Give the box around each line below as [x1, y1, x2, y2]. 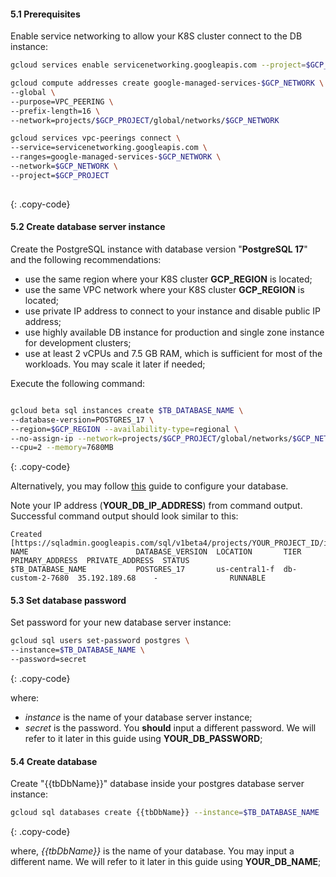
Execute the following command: [10, 377, 146, 389]
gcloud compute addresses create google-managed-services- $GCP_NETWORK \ [10, 78, 325, 89]
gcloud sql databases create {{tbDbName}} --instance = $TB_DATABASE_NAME [10, 808, 320, 818]
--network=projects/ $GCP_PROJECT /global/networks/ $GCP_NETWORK [10, 115, 280, 125]
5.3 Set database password [10, 594, 127, 606]
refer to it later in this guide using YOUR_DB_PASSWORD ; [24, 733, 263, 745]
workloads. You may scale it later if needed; [24, 358, 206, 370]
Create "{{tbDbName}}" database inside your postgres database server [10, 778, 305, 790]
